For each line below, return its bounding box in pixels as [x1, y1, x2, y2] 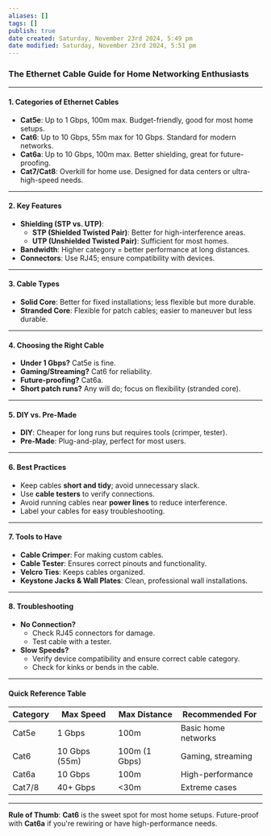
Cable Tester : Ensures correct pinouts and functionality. [19, 558, 207, 568]
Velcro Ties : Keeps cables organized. [19, 567, 145, 576]
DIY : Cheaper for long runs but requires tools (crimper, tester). [19, 428, 228, 438]
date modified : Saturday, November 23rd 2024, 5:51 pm [8, 42, 197, 50]
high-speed [19, 175, 59, 185]
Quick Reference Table [8, 688, 86, 698]
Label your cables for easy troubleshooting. [19, 505, 165, 516]
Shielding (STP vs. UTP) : [19, 218, 104, 228]
